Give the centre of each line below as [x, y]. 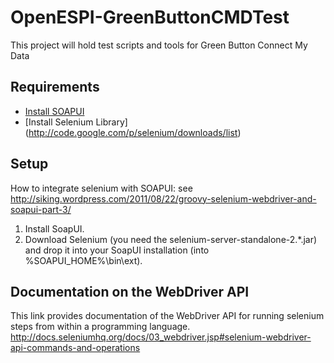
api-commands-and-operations [75, 348]
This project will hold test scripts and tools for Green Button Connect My [159, 45]
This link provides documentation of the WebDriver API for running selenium [167, 316]
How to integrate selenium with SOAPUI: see [101, 188]
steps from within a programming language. [100, 327]
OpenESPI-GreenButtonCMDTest [150, 17]
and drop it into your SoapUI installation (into [117, 250]
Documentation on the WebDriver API [130, 291]
